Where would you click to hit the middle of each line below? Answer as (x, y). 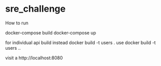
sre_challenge (35, 9)
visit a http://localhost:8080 (34, 58)
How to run (17, 23)
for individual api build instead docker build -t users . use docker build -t (80, 42)
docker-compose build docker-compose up (51, 32)
